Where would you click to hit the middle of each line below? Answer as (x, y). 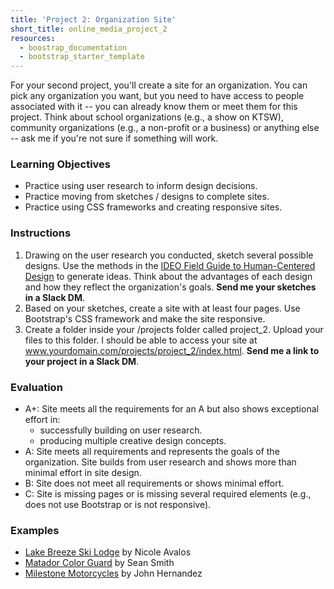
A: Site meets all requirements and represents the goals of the (152, 452)
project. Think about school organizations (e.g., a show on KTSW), (147, 117)
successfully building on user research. (121, 430)
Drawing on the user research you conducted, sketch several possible (169, 255)
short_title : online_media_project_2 (89, 29)
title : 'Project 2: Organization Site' (93, 19)
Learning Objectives (61, 164)
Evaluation (36, 387)
